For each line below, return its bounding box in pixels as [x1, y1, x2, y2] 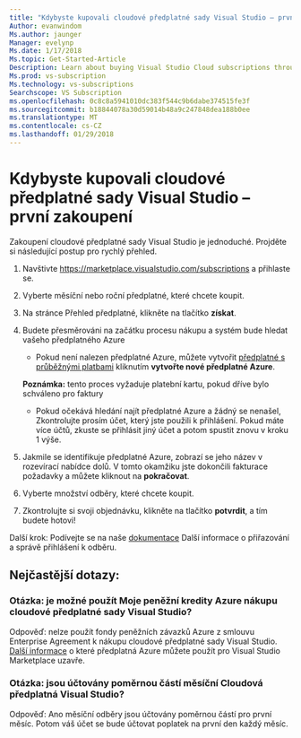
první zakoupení [9, 207, 133, 227]
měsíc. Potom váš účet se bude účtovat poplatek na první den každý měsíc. [9, 718, 288, 729]
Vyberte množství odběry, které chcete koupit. [21, 488, 194, 499]
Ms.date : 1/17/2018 [9, 47, 82, 56]
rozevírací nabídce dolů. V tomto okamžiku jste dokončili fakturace [21, 461, 269, 472]
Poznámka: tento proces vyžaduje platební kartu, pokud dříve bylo [21, 378, 270, 389]
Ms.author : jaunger [9, 30, 82, 39]
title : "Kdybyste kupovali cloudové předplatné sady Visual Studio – [9, 13, 275, 22]
